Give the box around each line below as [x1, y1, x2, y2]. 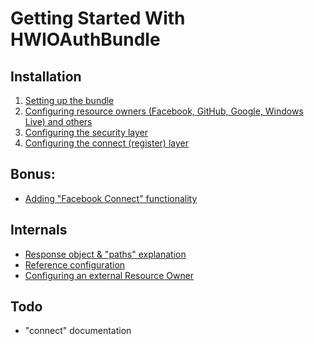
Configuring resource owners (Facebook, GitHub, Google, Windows [24, 105, 304, 117]
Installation [10, 68, 82, 85]
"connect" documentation [24, 325, 132, 337]
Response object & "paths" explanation [24, 248, 187, 260]
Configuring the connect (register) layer [24, 137, 189, 149]
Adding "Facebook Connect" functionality [24, 192, 198, 204]
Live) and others [24, 116, 93, 127]
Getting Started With [10, 7, 186, 30]
